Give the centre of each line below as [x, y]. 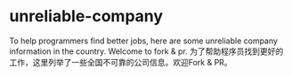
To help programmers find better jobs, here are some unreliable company [144, 41]
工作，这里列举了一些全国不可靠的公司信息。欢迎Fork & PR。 [121, 62]
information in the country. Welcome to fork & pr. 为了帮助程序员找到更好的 [146, 51]
